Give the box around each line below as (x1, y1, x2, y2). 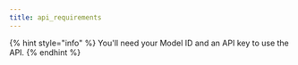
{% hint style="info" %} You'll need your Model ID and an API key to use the (9, 37, 289, 48)
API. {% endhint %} (9, 46, 81, 58)
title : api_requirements (9, 12, 102, 22)
